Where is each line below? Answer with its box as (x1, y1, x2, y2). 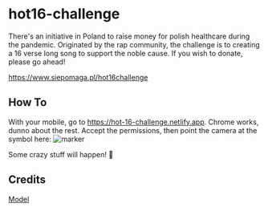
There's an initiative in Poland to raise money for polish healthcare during (8, 31, 250, 41)
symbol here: (8, 134, 52, 144)
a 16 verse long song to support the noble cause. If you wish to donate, (8, 48, 243, 58)
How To (8, 95, 47, 109)
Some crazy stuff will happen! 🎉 (8, 149, 114, 159)
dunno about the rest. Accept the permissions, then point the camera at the (8, 125, 258, 135)
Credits (8, 173, 47, 187)
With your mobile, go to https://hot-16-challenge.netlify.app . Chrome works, (8, 117, 259, 127)
